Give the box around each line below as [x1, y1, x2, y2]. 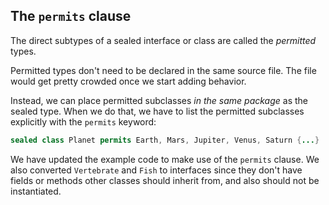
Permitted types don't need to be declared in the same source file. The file [10, 64, 317, 76]
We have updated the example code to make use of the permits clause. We [10, 153, 320, 165]
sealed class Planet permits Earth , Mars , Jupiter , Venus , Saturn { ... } [10, 135, 320, 145]
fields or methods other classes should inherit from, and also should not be [10, 174, 320, 186]
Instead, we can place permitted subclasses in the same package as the [10, 94, 309, 106]
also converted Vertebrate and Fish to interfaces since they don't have [10, 164, 303, 176]
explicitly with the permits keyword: [10, 115, 157, 128]
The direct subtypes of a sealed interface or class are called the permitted [10, 34, 317, 46]
